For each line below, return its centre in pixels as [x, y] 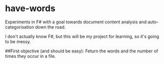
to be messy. [18, 41]
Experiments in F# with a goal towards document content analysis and [76, 22]
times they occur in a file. [31, 56]
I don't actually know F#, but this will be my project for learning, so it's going [82, 36]
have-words [30, 8]
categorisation [20, 27]
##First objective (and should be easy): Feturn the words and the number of [82, 51]
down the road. [50, 27]
